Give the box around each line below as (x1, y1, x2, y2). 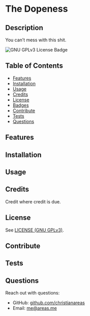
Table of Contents (5, 62, 64, 70)
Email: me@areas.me (12, 305, 57, 311)
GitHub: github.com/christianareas (12, 300, 85, 306)
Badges (12, 102, 29, 108)
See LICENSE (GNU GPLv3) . (5, 227, 64, 233)
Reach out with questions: (5, 290, 60, 296)
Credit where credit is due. (5, 198, 61, 204)
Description (5, 23, 43, 32)
